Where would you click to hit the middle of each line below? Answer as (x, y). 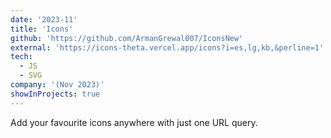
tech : (21, 57)
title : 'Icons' (42, 29)
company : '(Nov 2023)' (57, 85)
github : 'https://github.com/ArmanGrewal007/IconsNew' (127, 38)
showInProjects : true (55, 94)
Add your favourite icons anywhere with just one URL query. (134, 122)
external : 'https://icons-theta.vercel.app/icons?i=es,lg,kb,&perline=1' (167, 47)
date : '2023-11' (44, 19)
